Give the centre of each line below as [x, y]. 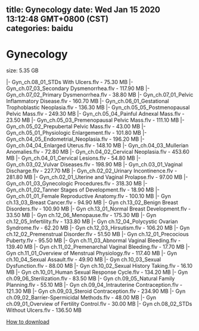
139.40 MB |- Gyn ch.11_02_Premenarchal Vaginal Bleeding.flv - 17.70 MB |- [98, 247]
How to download [28, 322]
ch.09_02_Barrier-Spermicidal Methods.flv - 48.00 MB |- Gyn [81, 298]
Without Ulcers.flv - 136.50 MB [44, 310]
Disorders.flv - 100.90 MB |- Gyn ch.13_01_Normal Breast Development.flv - [99, 209]
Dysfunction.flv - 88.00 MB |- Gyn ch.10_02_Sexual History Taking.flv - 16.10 [99, 266]
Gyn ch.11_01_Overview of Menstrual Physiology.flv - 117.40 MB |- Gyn [92, 253]
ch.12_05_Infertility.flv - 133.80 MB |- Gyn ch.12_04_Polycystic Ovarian [92, 222]
